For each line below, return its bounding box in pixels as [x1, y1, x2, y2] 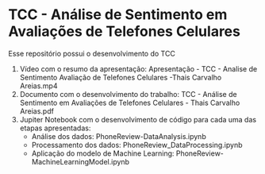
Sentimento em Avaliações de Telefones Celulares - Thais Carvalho [19, 98, 240, 107]
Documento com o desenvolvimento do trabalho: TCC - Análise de [19, 89, 237, 99]
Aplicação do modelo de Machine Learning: [31, 149, 175, 158]
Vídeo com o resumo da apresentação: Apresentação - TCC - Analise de [19, 64, 258, 73]
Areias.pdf [19, 106, 54, 116]
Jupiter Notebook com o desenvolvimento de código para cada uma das [19, 114, 256, 124]
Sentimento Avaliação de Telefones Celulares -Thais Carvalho [19, 72, 222, 82]
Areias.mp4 [19, 81, 58, 91]
